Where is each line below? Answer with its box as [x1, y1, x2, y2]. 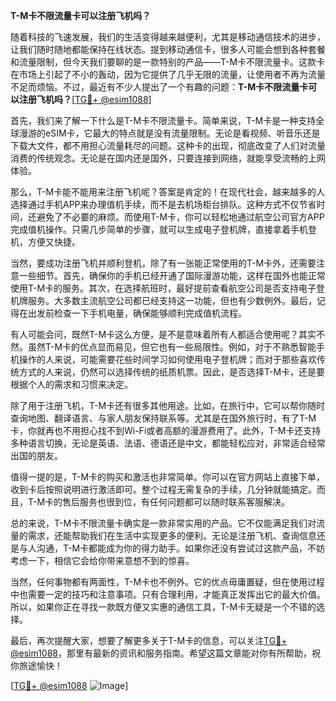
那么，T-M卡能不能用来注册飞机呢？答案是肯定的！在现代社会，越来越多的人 [10, 186, 326, 198]
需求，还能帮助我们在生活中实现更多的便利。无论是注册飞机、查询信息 [27, 530, 317, 541]
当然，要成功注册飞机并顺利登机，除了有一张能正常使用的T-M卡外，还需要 [10, 257, 317, 269]
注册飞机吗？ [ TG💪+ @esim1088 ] [18, 94, 152, 105]
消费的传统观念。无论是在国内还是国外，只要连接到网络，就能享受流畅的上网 [10, 152, 326, 164]
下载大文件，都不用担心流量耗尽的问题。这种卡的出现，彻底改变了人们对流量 [10, 140, 326, 151]
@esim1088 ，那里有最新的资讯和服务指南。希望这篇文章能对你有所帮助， [10, 647, 313, 659]
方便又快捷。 [27, 236, 81, 248]
